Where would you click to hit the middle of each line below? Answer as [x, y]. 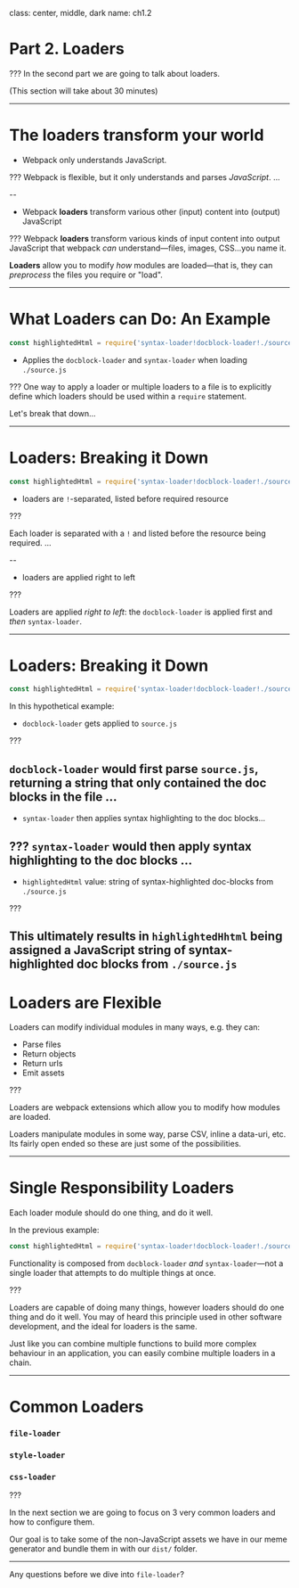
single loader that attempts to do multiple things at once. [113, 1273]
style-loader [37, 1456]
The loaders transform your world [137, 135]
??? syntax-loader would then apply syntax [130, 846]
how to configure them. [52, 1522]
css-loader [32, 1477]
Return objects [49, 1054]
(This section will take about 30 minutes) [84, 91]
